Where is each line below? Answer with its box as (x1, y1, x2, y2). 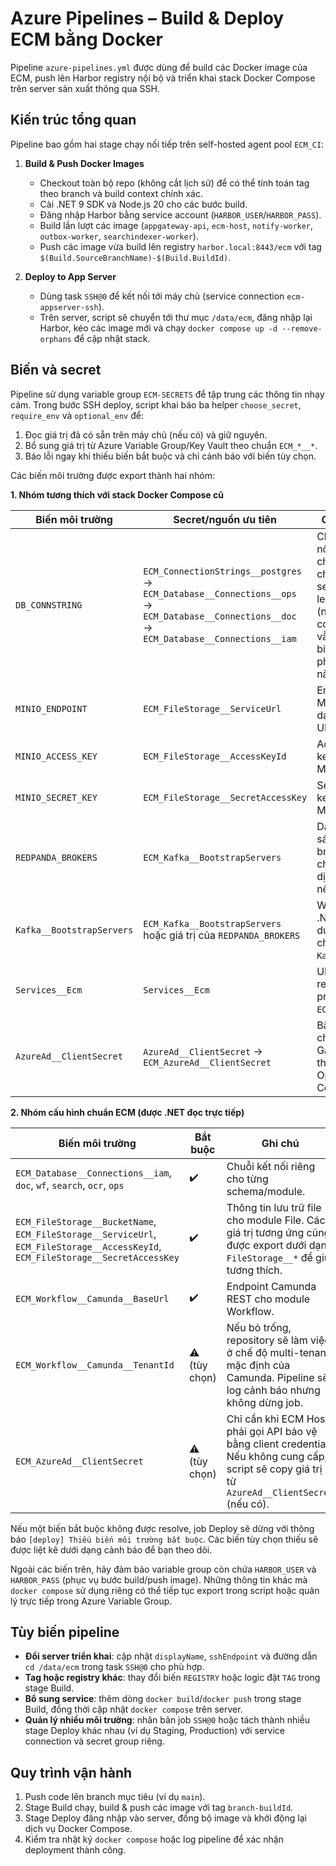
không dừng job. (226, 1395, 304, 1409)
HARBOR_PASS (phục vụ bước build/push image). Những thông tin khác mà (10, 1573, 308, 1586)
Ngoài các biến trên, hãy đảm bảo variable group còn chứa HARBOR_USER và (10, 1563, 317, 1575)
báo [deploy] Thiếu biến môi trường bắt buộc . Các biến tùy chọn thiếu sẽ (10, 1533, 319, 1545)
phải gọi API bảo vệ (226, 1424, 318, 1438)
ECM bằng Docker (10, 28, 163, 51)
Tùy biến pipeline (10, 1623, 120, 1641)
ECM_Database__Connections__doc (143, 610, 297, 622)
